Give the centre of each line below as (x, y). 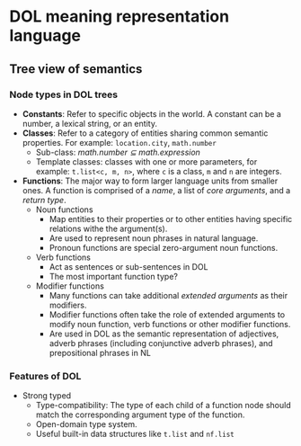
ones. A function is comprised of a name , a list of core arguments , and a (156, 190)
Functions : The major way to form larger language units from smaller (150, 181)
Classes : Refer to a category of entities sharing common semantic (145, 133)
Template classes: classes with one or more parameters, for (146, 161)
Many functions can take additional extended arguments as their (168, 295)
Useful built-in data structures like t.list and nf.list (135, 434)
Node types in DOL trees (64, 94)
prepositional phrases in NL (100, 352)
